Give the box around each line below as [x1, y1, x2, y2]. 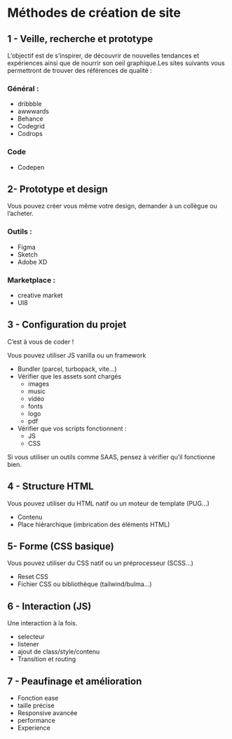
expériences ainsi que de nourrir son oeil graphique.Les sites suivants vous [7, 59, 226, 67]
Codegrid [17, 122, 46, 130]
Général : [7, 83, 39, 93]
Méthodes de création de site [7, 5, 181, 21]
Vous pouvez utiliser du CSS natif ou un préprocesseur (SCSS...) [7, 559, 194, 567]
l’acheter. [7, 209, 34, 218]
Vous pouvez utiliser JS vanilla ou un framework [7, 351, 146, 359]
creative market [17, 291, 63, 299]
